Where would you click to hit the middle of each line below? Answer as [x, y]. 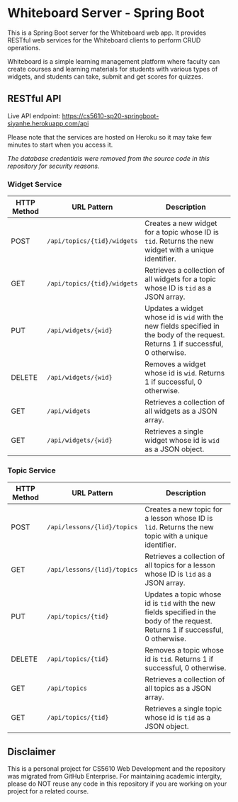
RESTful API [34, 99]
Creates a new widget [181, 223]
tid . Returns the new [179, 241]
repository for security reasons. [53, 166]
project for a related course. [48, 791]
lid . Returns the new [179, 527]
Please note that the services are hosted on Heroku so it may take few [110, 137]
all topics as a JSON [178, 689]
